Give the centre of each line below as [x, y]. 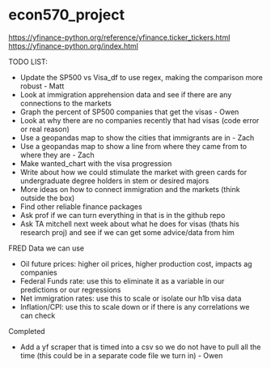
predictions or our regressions [70, 289]
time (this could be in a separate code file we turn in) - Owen [121, 355]
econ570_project [67, 15]
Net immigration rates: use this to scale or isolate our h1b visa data [131, 298]
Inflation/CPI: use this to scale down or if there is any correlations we [135, 306]
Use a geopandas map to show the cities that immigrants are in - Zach [137, 137]
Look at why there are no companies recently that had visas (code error [140, 120]
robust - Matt [42, 86]
